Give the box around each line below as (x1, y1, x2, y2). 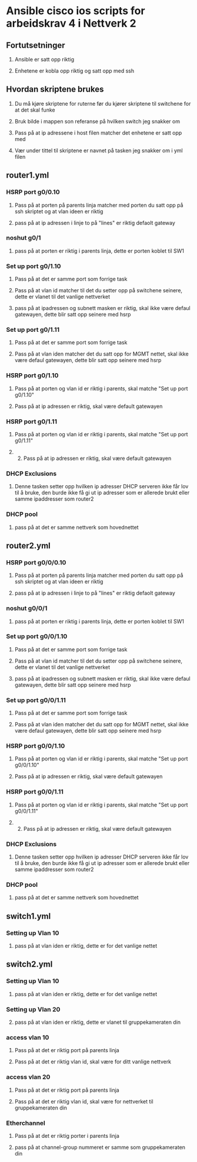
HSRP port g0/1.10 (6, 371, 59, 380)
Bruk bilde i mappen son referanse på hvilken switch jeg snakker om (14, 117, 181, 125)
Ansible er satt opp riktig (14, 56, 75, 63)
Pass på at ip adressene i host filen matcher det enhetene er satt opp (14, 129, 182, 136)
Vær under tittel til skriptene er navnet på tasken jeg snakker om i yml (14, 146, 183, 154)
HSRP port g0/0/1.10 (6, 742, 65, 750)
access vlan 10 (6, 1033, 49, 1042)
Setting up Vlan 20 (6, 1005, 61, 1013)
